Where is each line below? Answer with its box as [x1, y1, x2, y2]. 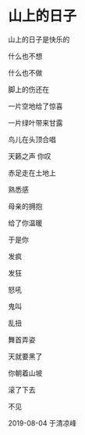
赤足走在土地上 [8, 168, 56, 177]
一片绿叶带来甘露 [8, 118, 63, 127]
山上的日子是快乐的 [8, 35, 70, 44]
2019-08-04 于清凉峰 [8, 418, 76, 428]
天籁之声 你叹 [8, 151, 51, 161]
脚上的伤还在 [8, 84, 49, 94]
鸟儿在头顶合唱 [8, 134, 56, 144]
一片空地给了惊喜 [8, 101, 63, 111]
